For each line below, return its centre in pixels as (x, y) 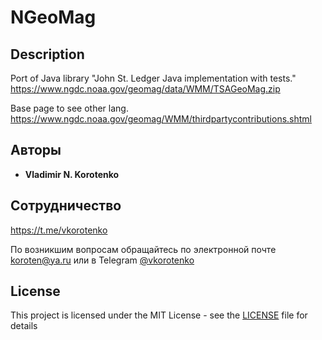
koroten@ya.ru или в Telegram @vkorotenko (102, 260)
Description (47, 54)
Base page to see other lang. (69, 108)
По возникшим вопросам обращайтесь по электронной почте (143, 249)
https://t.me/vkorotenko (59, 230)
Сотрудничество (66, 206)
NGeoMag (53, 17)
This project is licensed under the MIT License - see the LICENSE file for (159, 315)
